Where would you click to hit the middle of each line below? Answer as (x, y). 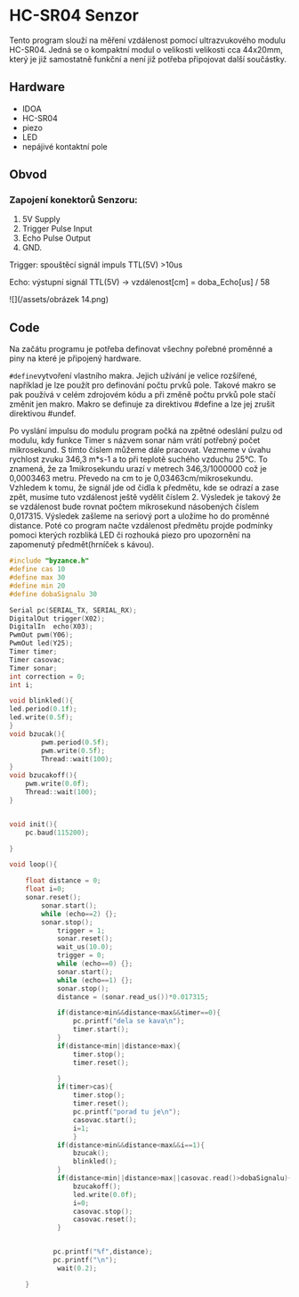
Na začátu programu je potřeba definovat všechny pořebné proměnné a (141, 349)
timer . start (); (101, 1030)
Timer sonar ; (33, 668)
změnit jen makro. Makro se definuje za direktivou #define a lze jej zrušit (142, 404)
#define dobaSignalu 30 (53, 594)
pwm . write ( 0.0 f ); (57, 784)
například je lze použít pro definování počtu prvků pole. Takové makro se (143, 385)
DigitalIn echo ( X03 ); (51, 627)
